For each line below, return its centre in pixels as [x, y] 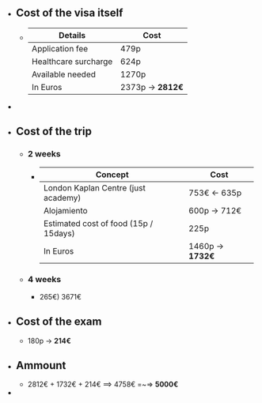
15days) [59, 233]
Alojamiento [66, 210]
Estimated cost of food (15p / [98, 223]
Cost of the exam [59, 322]
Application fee [60, 48]
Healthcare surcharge [72, 61]
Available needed [64, 74]
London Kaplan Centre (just [95, 187]
